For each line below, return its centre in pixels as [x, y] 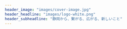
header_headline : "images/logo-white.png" [50, 14]
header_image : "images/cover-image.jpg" [48, 10]
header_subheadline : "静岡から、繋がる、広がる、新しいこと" [63, 19]
